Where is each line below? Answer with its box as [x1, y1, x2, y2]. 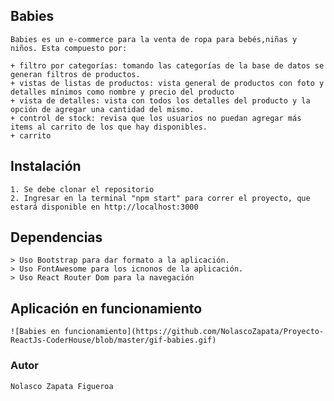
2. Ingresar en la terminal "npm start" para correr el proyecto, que [10, 193, 311, 203]
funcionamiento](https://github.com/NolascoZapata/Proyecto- [63, 327, 325, 337]
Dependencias [10, 229, 103, 246]
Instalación [10, 158, 82, 175]
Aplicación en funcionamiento [10, 300, 203, 317]
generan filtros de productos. [10, 69, 141, 79]
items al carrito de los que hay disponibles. [10, 122, 208, 132]
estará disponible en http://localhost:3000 [10, 202, 199, 212]
